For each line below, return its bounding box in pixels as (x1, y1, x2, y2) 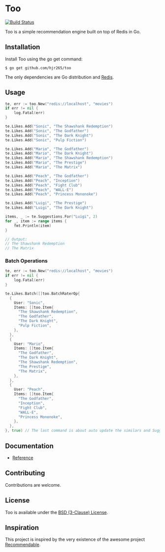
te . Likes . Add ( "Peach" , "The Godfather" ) (5, 173, 89, 178)
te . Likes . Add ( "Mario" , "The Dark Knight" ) (5, 151, 93, 156)
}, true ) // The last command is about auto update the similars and (5, 428, 151, 433)
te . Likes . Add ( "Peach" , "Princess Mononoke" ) (5, 192, 98, 197)
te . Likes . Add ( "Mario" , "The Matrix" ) (5, 165, 82, 170)
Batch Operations (5, 257, 48, 264)
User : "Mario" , (14, 341, 45, 346)
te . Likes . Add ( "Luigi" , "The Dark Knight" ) (5, 205, 93, 210)
